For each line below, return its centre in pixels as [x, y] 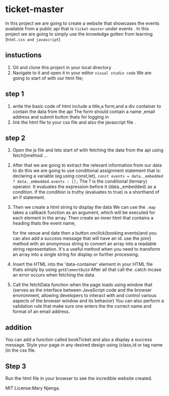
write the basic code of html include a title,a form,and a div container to [87, 106]
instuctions [23, 55]
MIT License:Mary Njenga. [33, 388]
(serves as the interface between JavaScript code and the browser [82, 290]
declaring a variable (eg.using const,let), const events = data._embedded [88, 176]
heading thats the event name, [44, 223]
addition [18, 327]
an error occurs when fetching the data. [54, 275]
